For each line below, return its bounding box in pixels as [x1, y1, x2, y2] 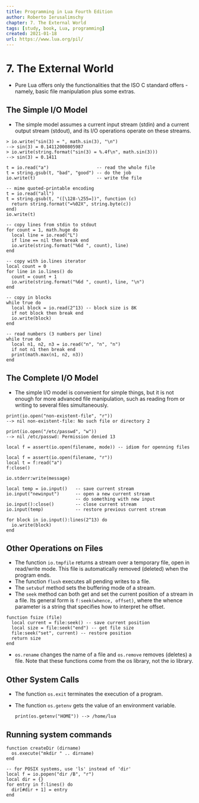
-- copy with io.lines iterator [6, 258, 86, 264]
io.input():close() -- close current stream [6, 501, 137, 507]
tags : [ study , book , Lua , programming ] [6, 25, 105, 31]
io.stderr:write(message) [6, 475, 70, 481]
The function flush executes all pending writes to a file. [14, 578, 151, 585]
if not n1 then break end [11, 346, 76, 352]
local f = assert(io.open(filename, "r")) [6, 454, 113, 460]
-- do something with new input [75, 496, 156, 502]
